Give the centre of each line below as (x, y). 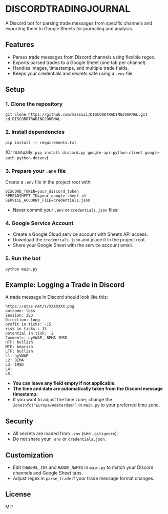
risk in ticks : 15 (26, 329)
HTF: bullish (19, 342)
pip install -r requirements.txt (41, 142)
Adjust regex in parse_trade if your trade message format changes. (83, 478)
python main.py (22, 269)
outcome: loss (20, 311)
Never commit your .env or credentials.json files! (66, 210)
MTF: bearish (19, 347)
